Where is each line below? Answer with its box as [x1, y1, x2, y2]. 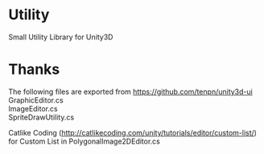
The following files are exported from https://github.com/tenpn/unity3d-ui [8, 87, 254, 96]
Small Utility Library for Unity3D [8, 32, 113, 42]
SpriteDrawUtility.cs [8, 112, 75, 122]
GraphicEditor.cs [8, 95, 64, 105]
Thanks [8, 60, 60, 79]
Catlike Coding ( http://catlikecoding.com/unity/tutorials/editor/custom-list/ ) [8, 128, 258, 137]
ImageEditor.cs [8, 103, 58, 113]
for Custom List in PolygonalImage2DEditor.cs [8, 136, 161, 146]
